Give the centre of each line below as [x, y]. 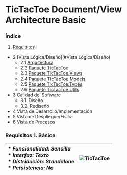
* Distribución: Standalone [41, 161]
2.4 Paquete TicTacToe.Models [53, 79]
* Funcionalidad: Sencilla [39, 148]
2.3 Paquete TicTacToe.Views [51, 73]
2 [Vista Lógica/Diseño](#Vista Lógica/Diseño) [61, 57]
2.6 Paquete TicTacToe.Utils [49, 90]
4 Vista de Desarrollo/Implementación [53, 111]
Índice [13, 36]
